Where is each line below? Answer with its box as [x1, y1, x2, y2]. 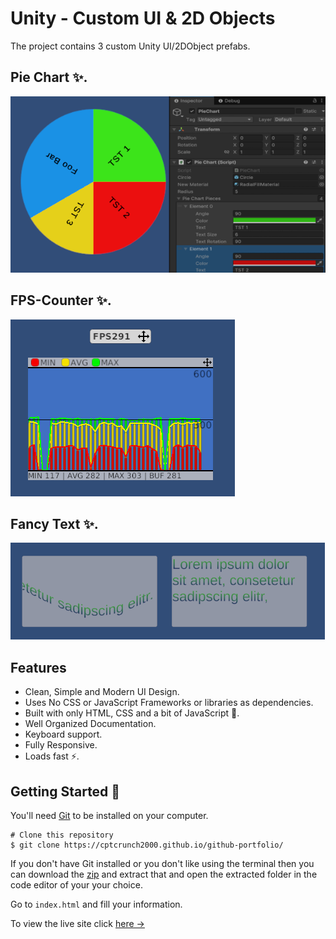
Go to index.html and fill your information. [10, 898, 183, 910]
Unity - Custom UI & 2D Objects [10, 7, 276, 30]
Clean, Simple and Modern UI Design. [24, 686, 180, 698]
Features [10, 659, 67, 676]
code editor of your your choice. [10, 878, 143, 891]
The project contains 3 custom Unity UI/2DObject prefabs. [10, 40, 251, 52]
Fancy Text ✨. [10, 515, 99, 532]
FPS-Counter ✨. [10, 292, 112, 309]
